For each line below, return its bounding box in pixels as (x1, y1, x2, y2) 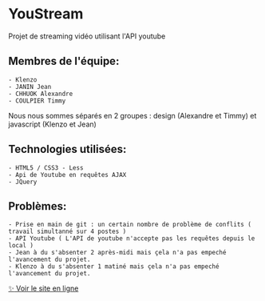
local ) (8, 242, 34, 250)
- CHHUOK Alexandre (8, 90, 73, 98)
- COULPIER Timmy (8, 97, 66, 105)
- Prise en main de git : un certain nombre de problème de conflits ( (8, 221, 251, 229)
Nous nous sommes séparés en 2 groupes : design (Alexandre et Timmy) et (8, 110, 257, 120)
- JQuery (8, 178, 38, 186)
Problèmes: (8, 199, 67, 213)
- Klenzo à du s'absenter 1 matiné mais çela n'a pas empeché (8, 263, 220, 271)
